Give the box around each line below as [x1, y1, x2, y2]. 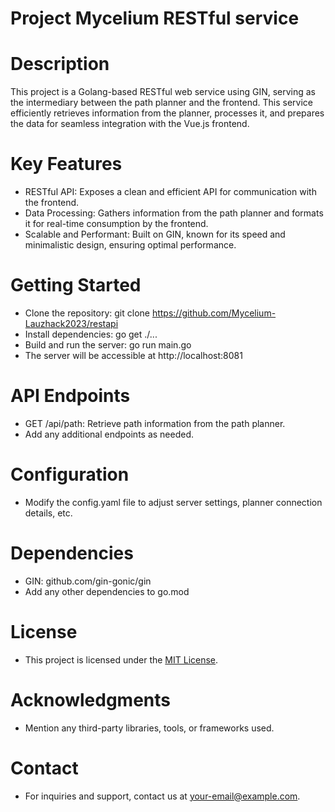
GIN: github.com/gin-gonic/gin [24, 575, 152, 587]
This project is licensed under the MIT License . [24, 653, 219, 666]
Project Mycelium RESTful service [10, 7, 300, 30]
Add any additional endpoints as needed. [24, 428, 195, 440]
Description [10, 53, 110, 76]
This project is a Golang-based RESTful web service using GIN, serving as [10, 86, 317, 98]
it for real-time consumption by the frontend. [24, 218, 209, 230]
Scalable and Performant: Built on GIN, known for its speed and [24, 228, 286, 241]
